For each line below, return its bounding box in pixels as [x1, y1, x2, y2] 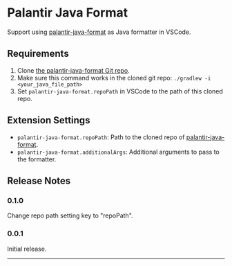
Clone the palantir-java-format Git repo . [17, 66, 130, 74]
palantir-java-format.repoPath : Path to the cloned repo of [17, 133, 185, 141]
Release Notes [7, 175, 71, 186]
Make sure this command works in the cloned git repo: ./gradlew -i [17, 73, 211, 82]
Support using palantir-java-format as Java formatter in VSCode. [7, 28, 191, 36]
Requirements [7, 48, 69, 60]
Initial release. [7, 245, 47, 253]
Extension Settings [7, 114, 90, 126]
